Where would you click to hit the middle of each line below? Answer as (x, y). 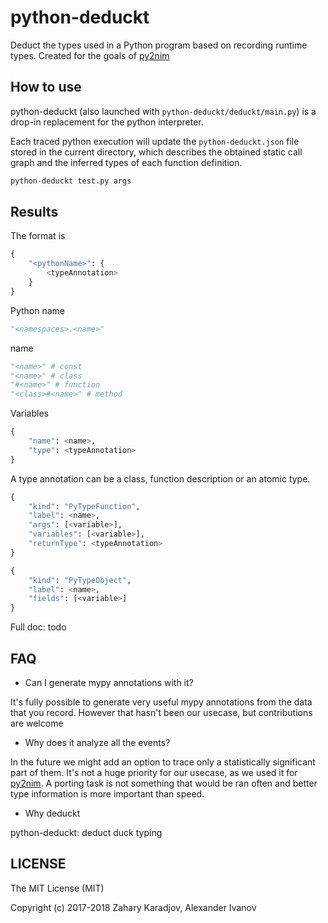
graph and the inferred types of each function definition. (126, 162)
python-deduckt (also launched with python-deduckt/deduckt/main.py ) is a (163, 111)
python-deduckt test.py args (71, 181)
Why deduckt (52, 813)
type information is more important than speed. (107, 794)
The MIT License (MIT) (57, 888)
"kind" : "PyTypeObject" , (80, 580)
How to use (46, 87)
